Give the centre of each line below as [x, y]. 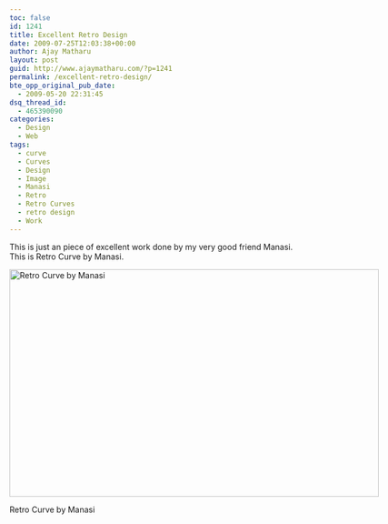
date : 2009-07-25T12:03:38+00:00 [73, 43]
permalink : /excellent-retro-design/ [81, 77]
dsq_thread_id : [38, 102]
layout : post [34, 60]
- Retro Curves [46, 204]
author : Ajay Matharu [50, 52]
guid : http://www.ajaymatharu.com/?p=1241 [91, 69]
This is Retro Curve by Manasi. [67, 257]
